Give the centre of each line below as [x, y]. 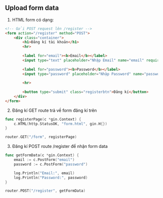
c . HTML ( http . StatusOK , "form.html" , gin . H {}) [61, 124]
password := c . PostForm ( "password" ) [51, 164]
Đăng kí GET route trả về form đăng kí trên [54, 110]
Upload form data [32, 8]
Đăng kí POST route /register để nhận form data [60, 146]
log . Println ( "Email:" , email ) [44, 173]
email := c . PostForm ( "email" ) [44, 160]
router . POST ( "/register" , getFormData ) [45, 191]
